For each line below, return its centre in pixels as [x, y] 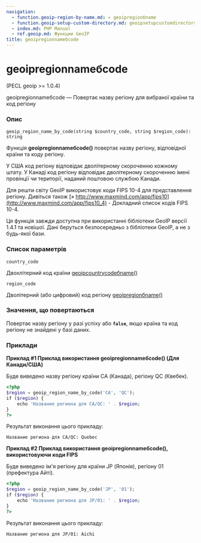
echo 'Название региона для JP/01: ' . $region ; [79, 500]
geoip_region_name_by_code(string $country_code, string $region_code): [99, 132]
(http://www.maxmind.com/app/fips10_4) [57, 203]
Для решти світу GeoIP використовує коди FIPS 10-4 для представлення [99, 190]
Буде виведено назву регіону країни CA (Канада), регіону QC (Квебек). [97, 376]
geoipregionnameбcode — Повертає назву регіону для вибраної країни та [100, 97]
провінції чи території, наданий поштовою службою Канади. [84, 179]
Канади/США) [25, 365]
